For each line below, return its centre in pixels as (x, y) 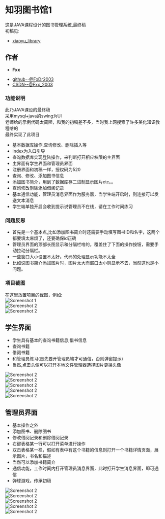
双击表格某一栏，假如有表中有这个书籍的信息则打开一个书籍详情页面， (83, 450)
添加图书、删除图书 (32, 431)
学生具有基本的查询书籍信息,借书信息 (49, 340)
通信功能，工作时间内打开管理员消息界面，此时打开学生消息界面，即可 (83, 468)
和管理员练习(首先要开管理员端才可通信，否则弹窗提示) (68, 359)
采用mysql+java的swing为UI (34, 116)
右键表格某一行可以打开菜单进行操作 (49, 444)
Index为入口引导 (28, 151)
